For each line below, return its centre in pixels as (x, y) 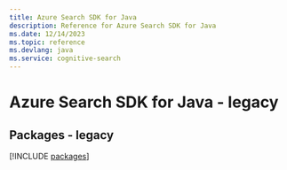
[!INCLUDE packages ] (49, 156)
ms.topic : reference (48, 42)
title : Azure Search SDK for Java (73, 17)
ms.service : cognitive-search (65, 58)
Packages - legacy (61, 135)
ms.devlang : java (41, 50)
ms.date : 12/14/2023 (48, 34)
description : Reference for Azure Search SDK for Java (113, 26)
